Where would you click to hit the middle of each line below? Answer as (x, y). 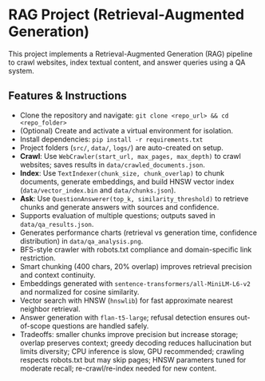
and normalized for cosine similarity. (79, 292)
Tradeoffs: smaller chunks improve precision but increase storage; (129, 334)
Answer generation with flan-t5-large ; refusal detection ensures (127, 317)
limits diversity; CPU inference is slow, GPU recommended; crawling (132, 351)
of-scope (35, 326)
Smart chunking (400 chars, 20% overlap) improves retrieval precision (136, 266)
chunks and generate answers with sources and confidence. (119, 207)
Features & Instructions (68, 96)
